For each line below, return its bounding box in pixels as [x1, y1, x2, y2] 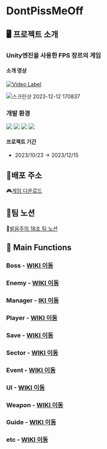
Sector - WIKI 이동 [6, 349, 58, 357]
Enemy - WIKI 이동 [6, 279, 59, 287]
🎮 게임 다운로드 [6, 187, 43, 194]
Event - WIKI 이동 [6, 366, 56, 374]
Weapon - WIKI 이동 [6, 401, 64, 409]
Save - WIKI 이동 [6, 331, 53, 339]
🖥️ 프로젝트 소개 [6, 29, 58, 39]
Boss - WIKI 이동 [6, 261, 53, 270]
